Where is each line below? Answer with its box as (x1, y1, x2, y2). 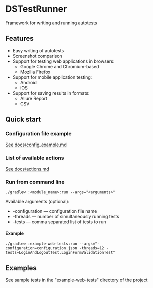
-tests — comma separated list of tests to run (12, 219, 106, 225)
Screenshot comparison (12, 53, 63, 59)
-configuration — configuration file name (12, 208, 97, 214)
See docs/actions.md (5, 166, 49, 172)
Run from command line (5, 178, 65, 185)
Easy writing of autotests (12, 47, 64, 53)
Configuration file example (5, 130, 72, 137)
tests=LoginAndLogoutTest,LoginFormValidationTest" (5, 250, 115, 255)
